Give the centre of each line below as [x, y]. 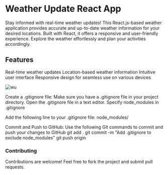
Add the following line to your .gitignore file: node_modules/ [67, 117]
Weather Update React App [63, 9]
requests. [15, 167]
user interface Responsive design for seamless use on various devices [78, 77]
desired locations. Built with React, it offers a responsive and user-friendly [82, 33]
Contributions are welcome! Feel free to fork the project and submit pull [79, 162]
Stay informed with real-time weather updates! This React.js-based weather [83, 23]
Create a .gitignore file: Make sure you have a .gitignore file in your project [82, 97]
